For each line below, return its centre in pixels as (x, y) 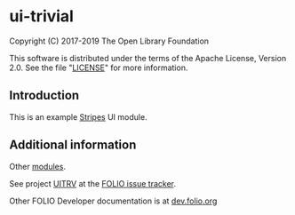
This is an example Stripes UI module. (79, 116)
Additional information (73, 145)
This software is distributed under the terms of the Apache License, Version (148, 58)
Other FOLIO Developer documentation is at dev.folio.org (113, 201)
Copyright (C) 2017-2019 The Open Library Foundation (109, 41)
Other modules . (38, 166)
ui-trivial (41, 16)
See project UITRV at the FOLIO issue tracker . (92, 183)
